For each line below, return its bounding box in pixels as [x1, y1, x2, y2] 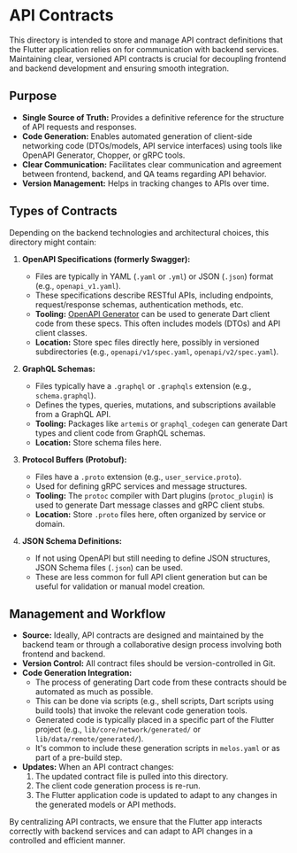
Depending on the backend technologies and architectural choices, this [9, 227, 270, 237]
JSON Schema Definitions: [21, 535, 122, 546]
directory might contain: [9, 237, 97, 247]
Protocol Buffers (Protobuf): [21, 454, 127, 465]
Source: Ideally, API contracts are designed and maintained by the [21, 630, 264, 640]
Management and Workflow [9, 606, 166, 621]
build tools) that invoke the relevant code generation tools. [34, 705, 247, 716]
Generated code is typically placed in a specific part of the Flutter [34, 715, 275, 725]
